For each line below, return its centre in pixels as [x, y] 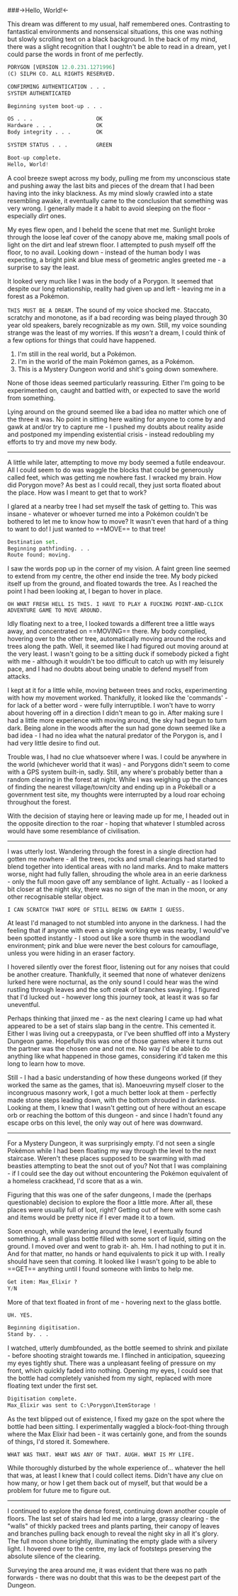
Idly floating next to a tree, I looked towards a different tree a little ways [111, 624]
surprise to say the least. [44, 267]
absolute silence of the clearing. [54, 1556]
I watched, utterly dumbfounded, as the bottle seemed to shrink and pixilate [118, 1348]
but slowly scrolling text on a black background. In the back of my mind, [112, 39]
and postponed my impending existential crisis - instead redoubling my [111, 434]
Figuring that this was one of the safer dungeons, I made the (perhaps [109, 1195]
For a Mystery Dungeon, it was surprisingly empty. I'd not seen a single [111, 1143]
